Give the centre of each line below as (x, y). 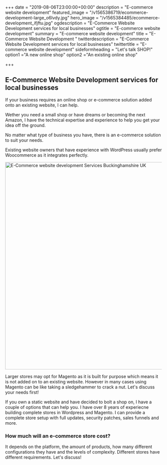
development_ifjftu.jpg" (29, 23)
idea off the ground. (26, 125)
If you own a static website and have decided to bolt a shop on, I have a (79, 402)
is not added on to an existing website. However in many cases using (76, 381)
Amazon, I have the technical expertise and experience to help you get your (83, 120)
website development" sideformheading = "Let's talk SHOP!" (90, 49)
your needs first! (22, 392)
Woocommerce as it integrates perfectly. (47, 155)
